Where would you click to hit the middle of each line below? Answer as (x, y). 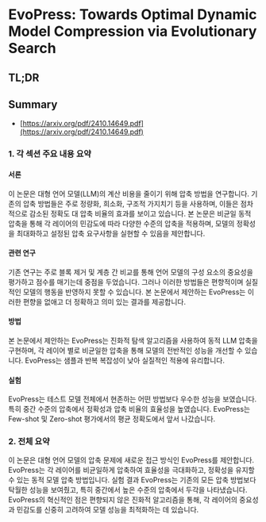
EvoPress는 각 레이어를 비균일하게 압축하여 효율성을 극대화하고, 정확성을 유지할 (132, 470)
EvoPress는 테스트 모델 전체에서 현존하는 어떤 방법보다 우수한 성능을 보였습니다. (133, 399)
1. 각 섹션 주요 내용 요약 (50, 154)
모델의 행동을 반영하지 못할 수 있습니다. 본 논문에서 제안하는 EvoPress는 (134, 292)
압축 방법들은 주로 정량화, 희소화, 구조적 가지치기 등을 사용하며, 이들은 (131, 203)
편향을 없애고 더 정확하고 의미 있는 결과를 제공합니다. (104, 301)
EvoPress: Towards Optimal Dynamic (133, 15)
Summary (33, 104)
